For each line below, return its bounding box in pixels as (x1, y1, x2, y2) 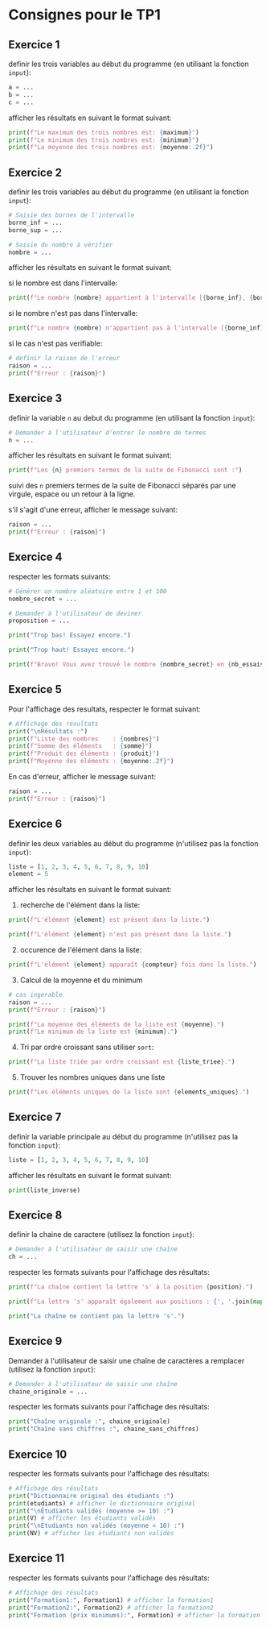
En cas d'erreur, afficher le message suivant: (8, 772, 157, 781)
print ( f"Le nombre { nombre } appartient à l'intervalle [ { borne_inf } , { (8, 294, 253, 302)
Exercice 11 (8, 1551, 65, 1565)
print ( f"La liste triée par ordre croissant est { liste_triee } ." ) (8, 1058, 235, 1066)
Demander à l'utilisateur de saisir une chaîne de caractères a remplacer (8, 1355, 245, 1365)
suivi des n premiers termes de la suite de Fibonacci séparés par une (8, 481, 236, 491)
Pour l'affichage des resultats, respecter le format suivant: (8, 704, 201, 714)
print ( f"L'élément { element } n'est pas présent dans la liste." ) (8, 931, 231, 939)
